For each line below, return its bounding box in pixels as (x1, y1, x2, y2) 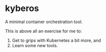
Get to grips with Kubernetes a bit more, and (12, 37, 101, 43)
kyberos (5, 3, 39, 14)
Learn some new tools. (12, 42, 58, 48)
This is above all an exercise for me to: (5, 28, 82, 34)
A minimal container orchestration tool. (5, 19, 83, 25)
